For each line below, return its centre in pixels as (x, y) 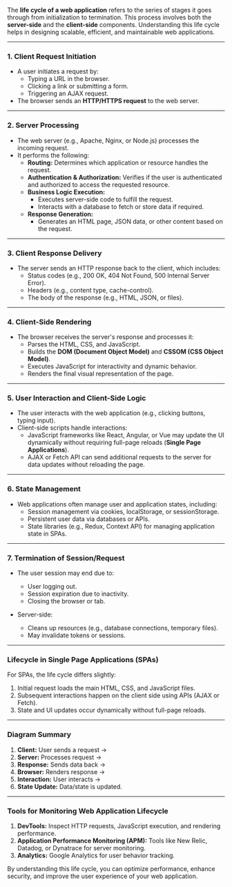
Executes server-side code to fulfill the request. (106, 199)
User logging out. (52, 587)
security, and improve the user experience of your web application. (103, 876)
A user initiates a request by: (58, 71)
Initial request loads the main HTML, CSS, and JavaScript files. (106, 688)
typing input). (36, 421)
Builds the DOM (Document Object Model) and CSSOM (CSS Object (125, 351)
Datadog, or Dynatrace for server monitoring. (81, 848)
